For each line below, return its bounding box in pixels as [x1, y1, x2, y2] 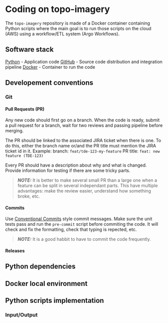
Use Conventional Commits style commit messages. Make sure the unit [5, 216, 152, 222]
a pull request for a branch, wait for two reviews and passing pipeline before [5, 122, 163, 128]
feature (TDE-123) [5, 153, 44, 158]
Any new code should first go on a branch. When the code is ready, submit [5, 117, 160, 123]
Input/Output [5, 311, 38, 318]
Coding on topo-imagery [5, 4, 110, 15]
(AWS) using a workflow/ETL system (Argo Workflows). [5, 31, 120, 37]
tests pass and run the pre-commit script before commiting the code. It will [5, 221, 158, 227]
